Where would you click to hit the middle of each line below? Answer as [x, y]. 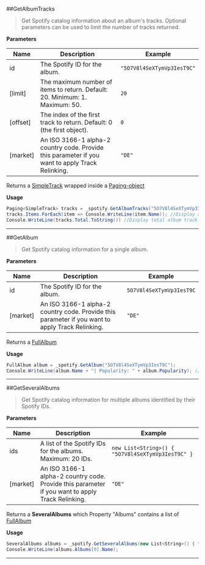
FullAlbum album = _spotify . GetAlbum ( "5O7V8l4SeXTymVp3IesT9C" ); [91, 365]
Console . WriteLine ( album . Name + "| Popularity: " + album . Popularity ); [99, 371]
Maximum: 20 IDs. [66, 459]
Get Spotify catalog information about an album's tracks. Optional [104, 20]
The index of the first [70, 115]
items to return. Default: [74, 89]
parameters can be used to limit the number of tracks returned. [100, 27]
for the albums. [62, 451]
